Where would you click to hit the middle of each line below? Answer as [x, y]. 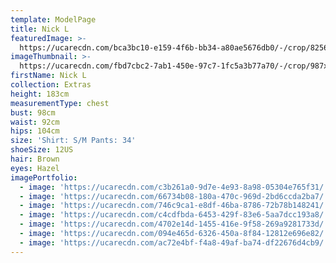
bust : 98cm [33, 112]
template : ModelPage [53, 19]
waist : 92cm [35, 122]
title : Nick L [40, 29]
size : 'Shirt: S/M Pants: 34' [73, 141]
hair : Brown [35, 159]
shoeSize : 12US [42, 150]
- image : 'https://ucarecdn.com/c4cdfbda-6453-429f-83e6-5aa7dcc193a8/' [174, 215]
